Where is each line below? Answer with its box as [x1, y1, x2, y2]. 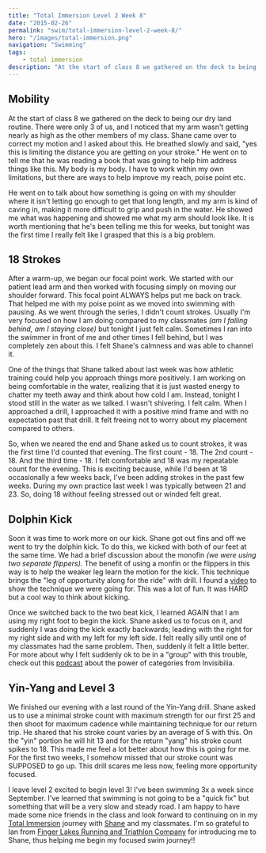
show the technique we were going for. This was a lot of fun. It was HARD [8, 584, 249, 594]
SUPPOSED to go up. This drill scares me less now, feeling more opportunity [8, 761, 257, 771]
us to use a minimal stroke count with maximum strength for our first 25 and [8, 710, 256, 720]
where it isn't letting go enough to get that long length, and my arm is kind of [8, 196, 258, 206]
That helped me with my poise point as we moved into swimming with [8, 299, 235, 309]
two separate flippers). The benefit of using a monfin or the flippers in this [8, 559, 251, 569]
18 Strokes [8, 253, 62, 266]
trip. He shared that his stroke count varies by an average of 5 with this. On [8, 728, 253, 737]
